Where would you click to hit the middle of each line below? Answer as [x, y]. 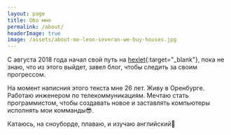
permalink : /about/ [36, 27]
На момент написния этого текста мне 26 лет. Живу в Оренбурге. [106, 88]
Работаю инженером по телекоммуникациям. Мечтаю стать [98, 96]
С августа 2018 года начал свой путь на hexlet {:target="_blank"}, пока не [116, 59]
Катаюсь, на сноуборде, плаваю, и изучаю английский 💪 [91, 124]
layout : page [26, 14]
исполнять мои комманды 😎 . [51, 111]
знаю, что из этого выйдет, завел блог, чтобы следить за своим [102, 67]
